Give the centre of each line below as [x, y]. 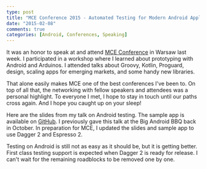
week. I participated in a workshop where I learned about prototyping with [100, 59]
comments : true [26, 29]
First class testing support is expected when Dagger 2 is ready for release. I [102, 153]
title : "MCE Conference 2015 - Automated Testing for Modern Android [97, 18]
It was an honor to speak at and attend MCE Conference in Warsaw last [97, 52]
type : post [20, 12]
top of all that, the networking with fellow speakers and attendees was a [97, 90]
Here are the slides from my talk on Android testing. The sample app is [96, 115]
